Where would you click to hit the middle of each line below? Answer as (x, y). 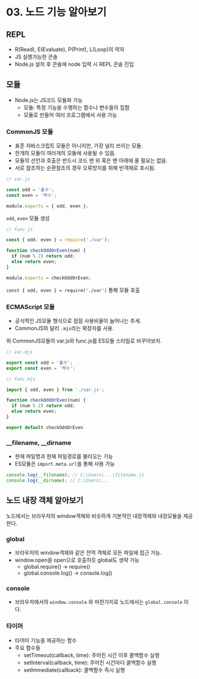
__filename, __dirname (39, 443)
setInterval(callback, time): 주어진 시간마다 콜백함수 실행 (90, 662)
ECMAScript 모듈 (31, 307)
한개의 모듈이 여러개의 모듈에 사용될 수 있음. (65, 153)
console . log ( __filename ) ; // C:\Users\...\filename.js (75, 475)
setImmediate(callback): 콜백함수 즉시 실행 (74, 670)
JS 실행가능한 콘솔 (36, 57)
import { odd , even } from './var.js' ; (55, 390)
